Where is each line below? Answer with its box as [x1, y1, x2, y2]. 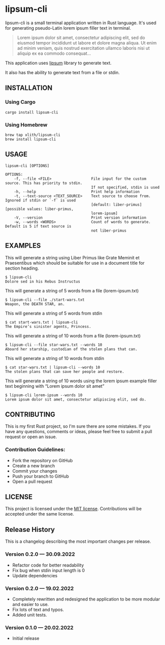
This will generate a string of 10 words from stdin [5, 355, 104, 361]
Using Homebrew [5, 121, 48, 128]
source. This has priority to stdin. [5, 180, 83, 186]
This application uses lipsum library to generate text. [5, 60, 112, 66]
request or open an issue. [5, 434, 57, 440]
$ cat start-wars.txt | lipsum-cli [5, 320, 78, 324]
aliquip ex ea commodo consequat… [17, 50, 91, 56]
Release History [5, 525, 55, 534]
